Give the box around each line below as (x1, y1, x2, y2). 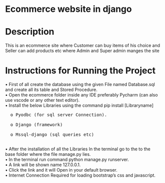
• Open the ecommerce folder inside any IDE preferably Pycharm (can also (5, 92, 158, 98)
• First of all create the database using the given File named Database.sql (5, 82, 155, 88)
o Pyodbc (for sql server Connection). (10, 112, 108, 118)
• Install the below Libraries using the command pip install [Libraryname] (5, 102, 154, 108)
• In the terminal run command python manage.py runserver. (5, 157, 129, 163)
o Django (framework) (10, 122, 63, 128)
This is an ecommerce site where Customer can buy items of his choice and (5, 43, 160, 48)
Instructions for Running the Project (5, 65, 156, 76)
